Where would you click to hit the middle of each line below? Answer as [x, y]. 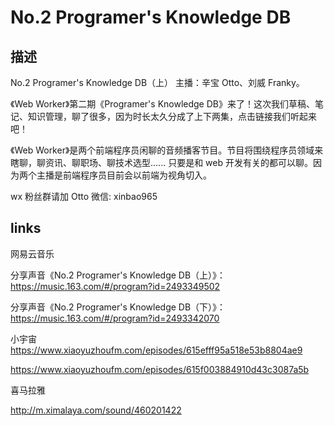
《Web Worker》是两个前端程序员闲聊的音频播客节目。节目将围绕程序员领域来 [167, 150]
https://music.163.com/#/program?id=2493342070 [115, 318]
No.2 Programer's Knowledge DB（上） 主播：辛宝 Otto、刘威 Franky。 [157, 82]
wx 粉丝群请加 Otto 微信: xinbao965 [84, 196]
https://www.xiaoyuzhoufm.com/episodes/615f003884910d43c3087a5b [160, 369]
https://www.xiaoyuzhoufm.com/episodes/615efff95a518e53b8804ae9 [156, 350]
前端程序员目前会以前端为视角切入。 [137, 175]
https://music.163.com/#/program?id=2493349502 [115, 286]
